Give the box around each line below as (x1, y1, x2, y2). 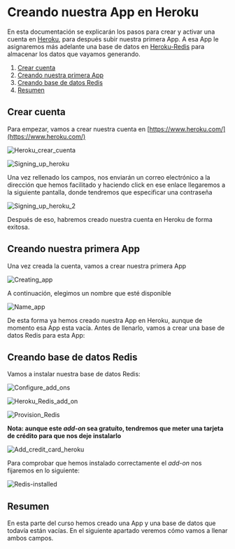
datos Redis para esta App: (7, 331, 85, 339)
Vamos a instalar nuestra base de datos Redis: (7, 370, 141, 378)
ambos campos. (7, 534, 54, 543)
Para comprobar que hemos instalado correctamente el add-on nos (7, 459, 202, 468)
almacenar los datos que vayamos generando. (7, 50, 141, 58)
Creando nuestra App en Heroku (7, 4, 199, 20)
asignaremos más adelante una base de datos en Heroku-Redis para (7, 42, 205, 51)
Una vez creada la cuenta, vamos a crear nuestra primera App (7, 261, 187, 270)
